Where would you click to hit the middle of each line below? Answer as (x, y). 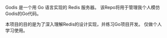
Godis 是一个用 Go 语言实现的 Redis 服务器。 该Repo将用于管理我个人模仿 (82, 7)
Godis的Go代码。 (23, 13)
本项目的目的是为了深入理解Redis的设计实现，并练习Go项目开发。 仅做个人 (84, 24)
